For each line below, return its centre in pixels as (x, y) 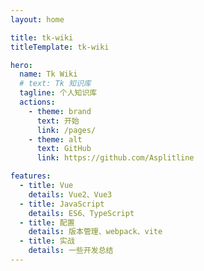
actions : (37, 102)
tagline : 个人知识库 (58, 93)
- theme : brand (60, 111)
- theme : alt (55, 139)
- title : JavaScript (62, 204)
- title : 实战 (47, 241)
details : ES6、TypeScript (81, 213)
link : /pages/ (66, 130)
